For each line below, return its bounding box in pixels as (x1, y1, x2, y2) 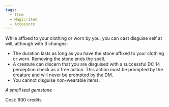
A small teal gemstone (5, 87, 52, 93)
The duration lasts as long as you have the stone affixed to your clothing (12, 50, 164, 57)
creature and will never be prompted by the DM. (12, 72, 114, 78)
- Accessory (10, 21, 36, 27)
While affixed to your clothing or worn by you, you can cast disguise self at (5, 35, 162, 41)
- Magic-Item (10, 17, 38, 22)
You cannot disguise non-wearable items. (12, 77, 100, 83)
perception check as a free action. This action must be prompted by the (12, 67, 163, 73)
